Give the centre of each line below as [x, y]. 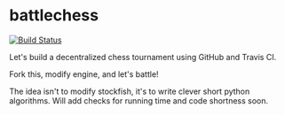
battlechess [54, 15]
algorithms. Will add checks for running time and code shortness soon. [139, 100]
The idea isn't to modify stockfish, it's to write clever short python [130, 91]
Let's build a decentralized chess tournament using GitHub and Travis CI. [143, 57]
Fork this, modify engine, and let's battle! [84, 74]
